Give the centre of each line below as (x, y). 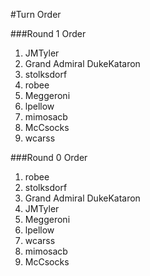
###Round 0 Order (49, 157)
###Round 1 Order (48, 33)
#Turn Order (36, 14)
